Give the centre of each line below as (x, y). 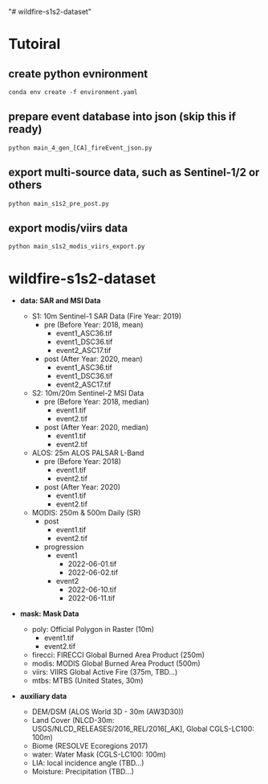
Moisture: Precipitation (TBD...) (83, 772)
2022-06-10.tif (92, 589)
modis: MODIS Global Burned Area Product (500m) (116, 663)
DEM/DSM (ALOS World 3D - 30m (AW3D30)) (108, 712)
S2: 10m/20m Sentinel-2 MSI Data (88, 393)
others (25, 185)
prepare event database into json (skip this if (122, 117)
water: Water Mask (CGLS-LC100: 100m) (99, 754)
